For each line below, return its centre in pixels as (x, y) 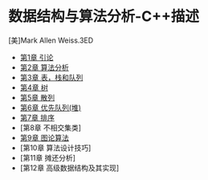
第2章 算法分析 (45, 67)
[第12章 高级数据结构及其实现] (69, 168)
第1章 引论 (37, 57)
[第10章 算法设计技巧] (55, 147)
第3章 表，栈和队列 (51, 77)
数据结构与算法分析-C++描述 (104, 16)
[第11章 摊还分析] (48, 157)
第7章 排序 (37, 117)
